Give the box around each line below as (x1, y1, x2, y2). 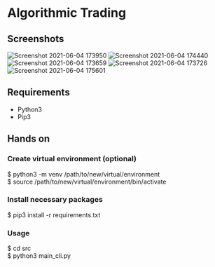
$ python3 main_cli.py (7, 252, 71, 260)
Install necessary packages (7, 195, 103, 205)
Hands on (7, 133, 50, 145)
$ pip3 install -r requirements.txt (7, 210, 101, 219)
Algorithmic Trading (7, 5, 127, 21)
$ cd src (7, 244, 32, 253)
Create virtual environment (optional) (7, 154, 137, 164)
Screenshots (7, 33, 64, 45)
